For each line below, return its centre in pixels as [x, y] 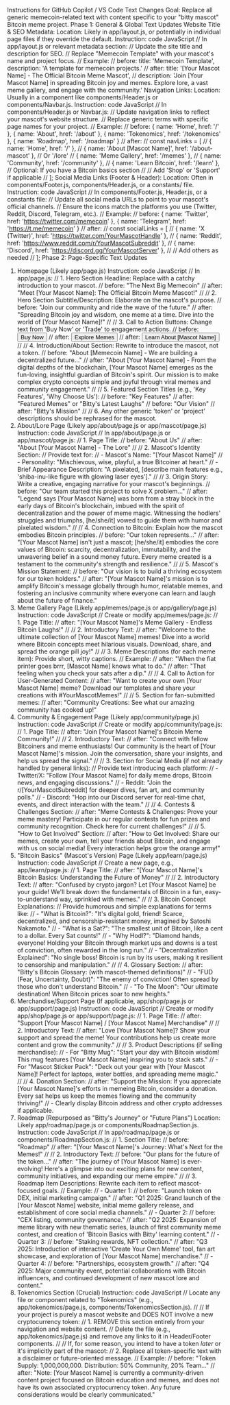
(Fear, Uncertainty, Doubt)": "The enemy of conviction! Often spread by [118, 979]
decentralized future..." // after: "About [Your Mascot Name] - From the [117, 360]
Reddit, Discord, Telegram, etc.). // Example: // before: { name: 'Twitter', [108, 214]
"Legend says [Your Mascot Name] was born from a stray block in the [115, 499]
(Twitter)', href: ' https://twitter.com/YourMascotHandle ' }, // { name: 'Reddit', [115, 236]
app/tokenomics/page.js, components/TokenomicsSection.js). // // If [113, 1307]
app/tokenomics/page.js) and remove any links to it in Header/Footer [114, 1336]
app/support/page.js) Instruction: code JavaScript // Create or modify [115, 1008]
